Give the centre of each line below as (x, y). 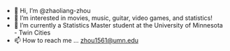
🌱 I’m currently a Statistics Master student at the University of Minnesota (118, 25)
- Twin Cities (32, 32)
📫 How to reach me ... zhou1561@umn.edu (76, 40)
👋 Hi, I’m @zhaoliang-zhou (52, 11)
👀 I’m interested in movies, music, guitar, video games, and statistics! (113, 18)
